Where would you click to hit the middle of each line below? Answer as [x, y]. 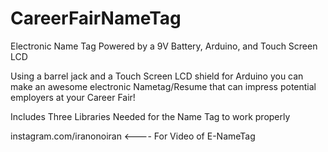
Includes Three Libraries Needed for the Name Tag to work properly [150, 116]
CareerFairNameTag [96, 18]
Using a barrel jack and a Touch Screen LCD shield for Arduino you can [157, 76]
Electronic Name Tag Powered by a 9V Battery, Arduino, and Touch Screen [164, 46]
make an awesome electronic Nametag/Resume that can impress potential [163, 86]
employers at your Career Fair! [73, 97]
